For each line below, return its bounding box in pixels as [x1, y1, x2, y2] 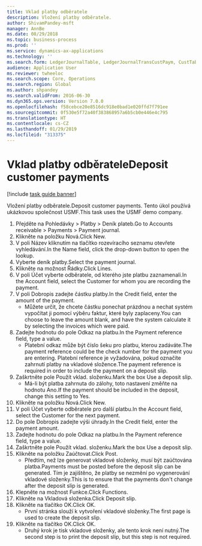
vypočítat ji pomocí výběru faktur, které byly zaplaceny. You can [24, 309, 182, 316]
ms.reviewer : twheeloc [7, 70, 64, 76]
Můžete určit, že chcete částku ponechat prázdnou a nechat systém [24, 303, 193, 310]
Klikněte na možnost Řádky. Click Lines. [15, 265, 113, 272]
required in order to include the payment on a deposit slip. [24, 367, 168, 374]
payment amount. [15, 425, 59, 432]
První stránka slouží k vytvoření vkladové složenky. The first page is [24, 508, 191, 515]
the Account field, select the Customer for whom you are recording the [15, 277, 191, 284]
